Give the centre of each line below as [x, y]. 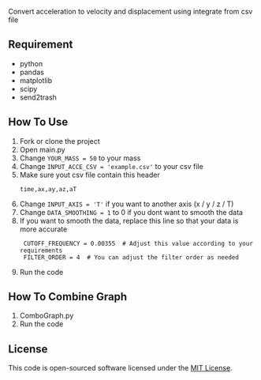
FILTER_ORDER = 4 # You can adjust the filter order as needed [131, 257]
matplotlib [36, 80]
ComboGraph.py [47, 316]
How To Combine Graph [68, 297]
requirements [41, 250]
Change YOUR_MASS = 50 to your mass [80, 158]
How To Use [38, 122]
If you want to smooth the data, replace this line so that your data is [129, 220]
